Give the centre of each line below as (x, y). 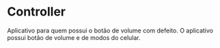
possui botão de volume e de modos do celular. (74, 37)
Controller (37, 12)
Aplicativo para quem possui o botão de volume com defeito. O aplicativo (110, 30)
